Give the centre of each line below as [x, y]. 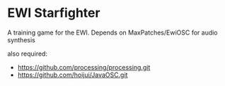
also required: [28, 54]
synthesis [21, 39]
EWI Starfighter [54, 13]
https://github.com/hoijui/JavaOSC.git [73, 75]
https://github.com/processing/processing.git [84, 67]
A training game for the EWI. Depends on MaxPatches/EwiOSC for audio [112, 32]
